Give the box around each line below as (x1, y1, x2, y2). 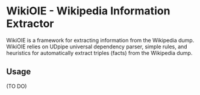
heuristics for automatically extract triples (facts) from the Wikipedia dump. (6, 49, 193, 56)
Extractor (6, 17, 54, 30)
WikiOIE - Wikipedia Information (6, 4, 170, 18)
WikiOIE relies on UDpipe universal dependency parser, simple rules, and (6, 43, 188, 50)
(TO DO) (6, 82, 27, 90)
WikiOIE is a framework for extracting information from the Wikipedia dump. (6, 36, 195, 44)
